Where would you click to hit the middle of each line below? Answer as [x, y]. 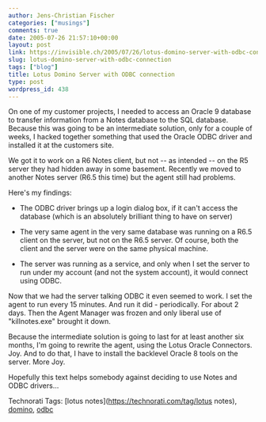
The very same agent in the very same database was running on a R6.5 [136, 232]
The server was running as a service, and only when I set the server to [135, 264]
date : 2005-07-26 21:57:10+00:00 [63, 38]
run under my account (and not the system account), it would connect [134, 272]
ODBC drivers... [34, 386]
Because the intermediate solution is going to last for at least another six [126, 336]
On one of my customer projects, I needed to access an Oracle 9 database [130, 112]
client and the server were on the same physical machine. [114, 249]
